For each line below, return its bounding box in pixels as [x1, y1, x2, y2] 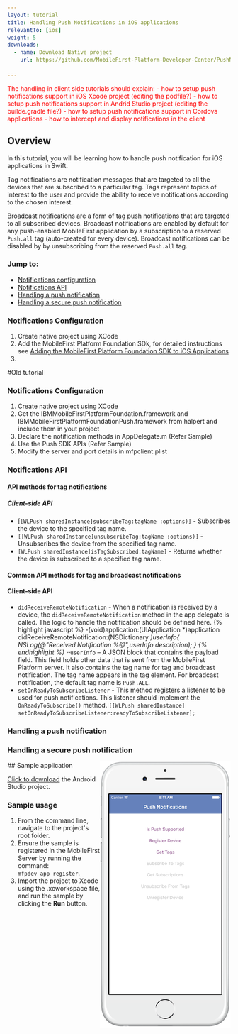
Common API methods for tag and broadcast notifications [7, 571, 181, 579]
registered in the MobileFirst [17, 847, 101, 855]
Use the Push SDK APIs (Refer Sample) [17, 440, 132, 449]
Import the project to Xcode [17, 876, 98, 885]
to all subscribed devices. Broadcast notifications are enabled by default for [7, 219, 229, 227]
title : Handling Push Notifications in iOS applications [7, 18, 179, 26]
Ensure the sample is [17, 839, 79, 847]
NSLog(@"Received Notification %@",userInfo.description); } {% [17, 640, 208, 649]
